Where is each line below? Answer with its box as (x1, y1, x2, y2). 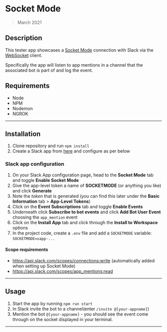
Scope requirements (5, 247, 48, 252)
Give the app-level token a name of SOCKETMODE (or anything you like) (12, 182, 162, 188)
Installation (5, 130, 41, 138)
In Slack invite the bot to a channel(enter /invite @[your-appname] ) (12, 306, 150, 312)
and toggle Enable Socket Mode (12, 177, 79, 183)
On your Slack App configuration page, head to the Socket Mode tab (12, 172, 154, 178)
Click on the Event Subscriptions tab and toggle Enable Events (12, 203, 143, 209)
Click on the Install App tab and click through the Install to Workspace (12, 219, 158, 225)
